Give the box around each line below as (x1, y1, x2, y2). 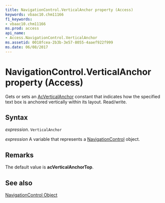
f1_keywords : (5, 17, 33, 22)
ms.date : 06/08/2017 (5, 45, 49, 50)
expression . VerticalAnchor (5, 126, 62, 133)
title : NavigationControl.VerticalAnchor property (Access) (5, 7, 134, 13)
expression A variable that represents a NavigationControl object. (5, 136, 140, 142)
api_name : (5, 31, 26, 36)
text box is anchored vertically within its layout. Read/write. (5, 99, 127, 105)
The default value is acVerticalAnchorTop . (5, 164, 94, 170)
